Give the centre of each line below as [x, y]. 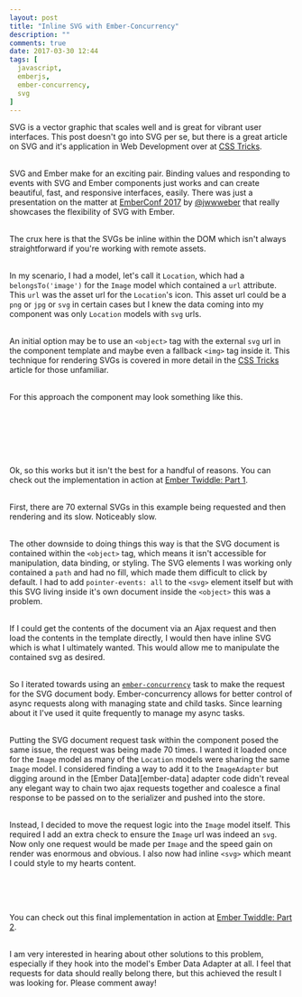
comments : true [38, 43]
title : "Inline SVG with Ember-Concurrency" [94, 26]
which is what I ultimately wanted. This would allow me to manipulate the [145, 648]
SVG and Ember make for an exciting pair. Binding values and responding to [150, 173]
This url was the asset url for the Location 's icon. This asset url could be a [148, 295]
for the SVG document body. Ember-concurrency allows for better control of [151, 694]
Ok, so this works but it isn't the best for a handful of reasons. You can [140, 471]
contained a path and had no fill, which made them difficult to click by [138, 573]
